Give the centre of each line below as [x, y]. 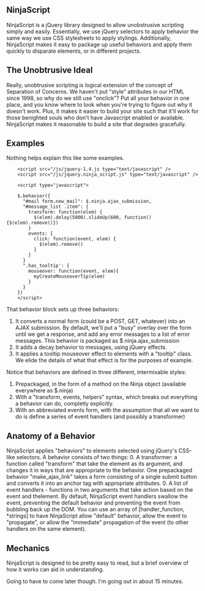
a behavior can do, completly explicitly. [65, 403]
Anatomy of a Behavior [51, 436]
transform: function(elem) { [65, 212]
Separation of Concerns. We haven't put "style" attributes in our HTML [95, 91]
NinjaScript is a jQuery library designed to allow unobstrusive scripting [95, 25]
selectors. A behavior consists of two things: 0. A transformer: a [97, 457]
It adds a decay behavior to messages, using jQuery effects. [91, 347]
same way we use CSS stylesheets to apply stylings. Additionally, [89, 38]
